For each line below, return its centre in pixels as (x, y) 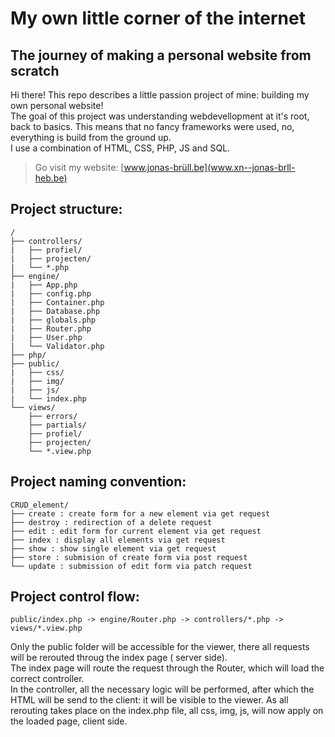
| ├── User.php (46, 337)
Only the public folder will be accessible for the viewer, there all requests (160, 647)
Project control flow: (75, 597)
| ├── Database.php (55, 311)
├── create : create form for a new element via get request (140, 513)
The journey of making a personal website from (161, 55)
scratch (35, 70)
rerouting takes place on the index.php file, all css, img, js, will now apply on (167, 711)
